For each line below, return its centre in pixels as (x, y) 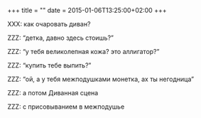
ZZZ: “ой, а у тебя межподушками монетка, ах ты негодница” (101, 79)
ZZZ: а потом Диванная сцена (53, 93)
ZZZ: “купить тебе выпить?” (49, 65)
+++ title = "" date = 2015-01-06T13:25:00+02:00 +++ (87, 10)
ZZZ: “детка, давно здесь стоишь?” (61, 38)
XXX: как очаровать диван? (49, 24)
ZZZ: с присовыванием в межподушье (66, 107)
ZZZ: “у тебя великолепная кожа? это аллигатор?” (83, 52)
